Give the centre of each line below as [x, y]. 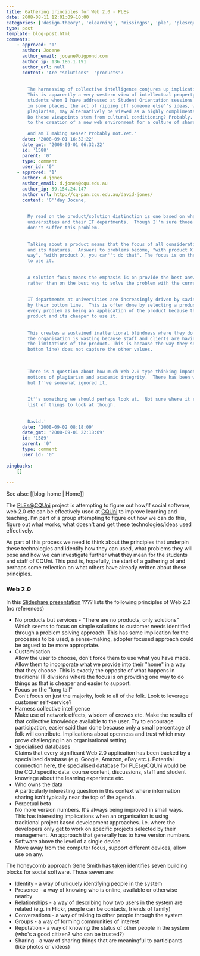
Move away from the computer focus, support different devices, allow [100, 848]
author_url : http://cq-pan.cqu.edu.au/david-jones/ [87, 194]
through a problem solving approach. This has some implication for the [101, 633]
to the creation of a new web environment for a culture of [104, 123]
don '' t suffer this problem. [64, 228]
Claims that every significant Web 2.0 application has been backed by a [103, 753]
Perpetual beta [33, 804]
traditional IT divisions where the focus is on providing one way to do [99, 677]
